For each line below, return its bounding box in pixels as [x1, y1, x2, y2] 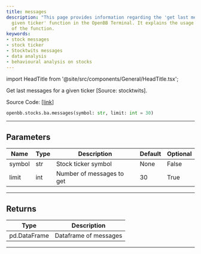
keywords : [6, 31, 31, 37]
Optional [166, 150, 192, 158]
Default [139, 150, 162, 158]
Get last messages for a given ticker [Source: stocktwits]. [6, 87, 148, 94]
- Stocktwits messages [6, 48, 63, 54]
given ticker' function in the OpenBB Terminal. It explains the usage [11, 20, 194, 26]
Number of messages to [56, 170, 124, 178]
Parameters [6, 132, 51, 142]
